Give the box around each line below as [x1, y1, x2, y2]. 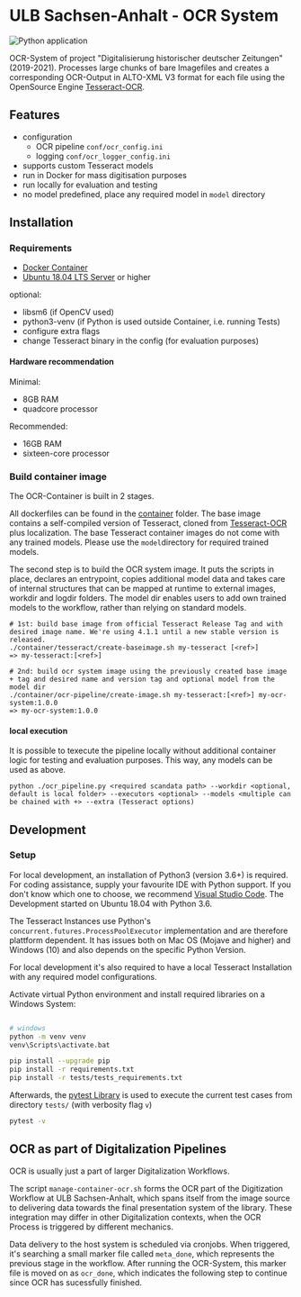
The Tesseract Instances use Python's [9, 915, 151, 926]
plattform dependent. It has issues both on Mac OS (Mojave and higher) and [9, 934, 291, 946]
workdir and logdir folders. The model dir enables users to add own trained [9, 592, 287, 603]
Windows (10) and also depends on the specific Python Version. [9, 944, 246, 955]
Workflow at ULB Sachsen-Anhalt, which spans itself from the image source [9, 1193, 290, 1203]
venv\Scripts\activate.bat [9, 1040, 111, 1049]
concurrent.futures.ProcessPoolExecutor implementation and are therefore [9, 925, 288, 936]
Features [9, 107, 60, 122]
